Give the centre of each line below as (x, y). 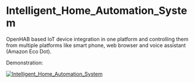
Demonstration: (25, 63)
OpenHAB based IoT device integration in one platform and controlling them (97, 39)
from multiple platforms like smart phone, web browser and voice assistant (96, 45)
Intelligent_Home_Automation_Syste (97, 11)
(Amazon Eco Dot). (29, 51)
